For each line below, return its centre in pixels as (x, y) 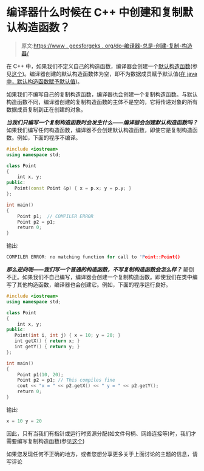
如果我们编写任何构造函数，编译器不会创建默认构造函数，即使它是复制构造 (99, 130)
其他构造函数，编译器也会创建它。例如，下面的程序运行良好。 (94, 285)
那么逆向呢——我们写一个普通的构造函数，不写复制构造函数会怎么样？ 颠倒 (100, 270)
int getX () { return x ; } (47, 341)
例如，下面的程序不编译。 (49, 137)
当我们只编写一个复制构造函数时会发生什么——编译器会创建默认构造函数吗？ (102, 122)
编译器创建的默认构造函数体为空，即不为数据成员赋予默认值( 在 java (113, 74)
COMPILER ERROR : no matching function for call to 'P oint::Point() (93, 257)
